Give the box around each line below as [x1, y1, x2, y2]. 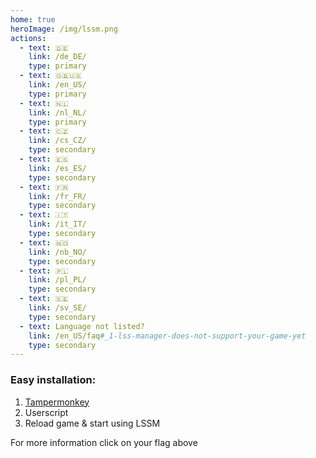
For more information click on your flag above [10, 436, 198, 448]
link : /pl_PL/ [28, 275, 87, 285]
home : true [10, 14, 56, 25]
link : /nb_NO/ [28, 247, 87, 257]
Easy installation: [10, 373, 97, 387]
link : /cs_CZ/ [28, 136, 87, 146]
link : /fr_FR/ [28, 191, 87, 201]
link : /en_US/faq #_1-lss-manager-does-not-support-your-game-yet [28, 331, 307, 341]
